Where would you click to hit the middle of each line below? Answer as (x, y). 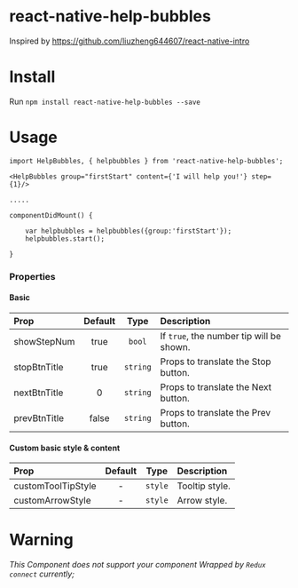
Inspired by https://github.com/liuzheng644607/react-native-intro (129, 41)
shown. (175, 346)
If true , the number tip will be (221, 336)
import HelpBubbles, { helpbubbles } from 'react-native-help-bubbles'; (146, 161)
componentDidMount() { (51, 215)
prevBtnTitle (39, 417)
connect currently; (42, 574)
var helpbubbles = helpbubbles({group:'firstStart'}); (129, 231)
